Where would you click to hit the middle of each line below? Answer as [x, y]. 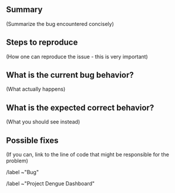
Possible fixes [32, 140]
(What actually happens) [36, 89]
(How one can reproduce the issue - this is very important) [77, 56]
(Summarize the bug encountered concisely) [60, 24]
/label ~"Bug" [23, 172]
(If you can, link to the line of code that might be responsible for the [87, 155]
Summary [24, 10]
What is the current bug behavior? [70, 75]
